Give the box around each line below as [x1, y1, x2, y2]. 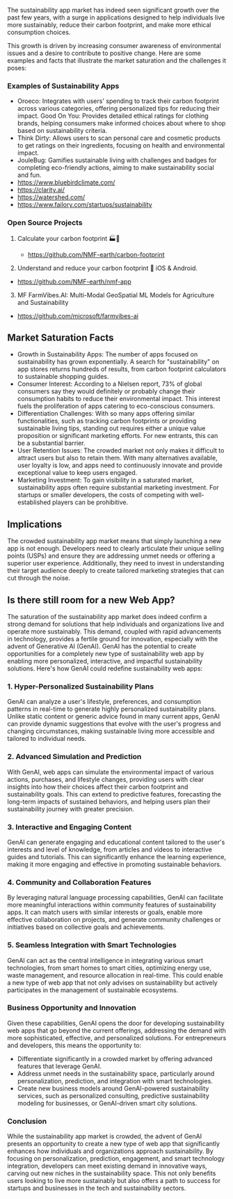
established [17, 498, 51, 507]
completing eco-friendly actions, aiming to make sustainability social [17, 164, 214, 172]
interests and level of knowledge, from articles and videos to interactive [7, 845, 212, 854]
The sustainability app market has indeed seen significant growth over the [7, 6, 220, 14]
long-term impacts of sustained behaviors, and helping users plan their [7, 797, 211, 806]
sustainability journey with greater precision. [7, 804, 134, 813]
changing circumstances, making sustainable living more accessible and [7, 727, 215, 735]
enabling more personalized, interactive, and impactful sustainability [7, 657, 203, 666]
